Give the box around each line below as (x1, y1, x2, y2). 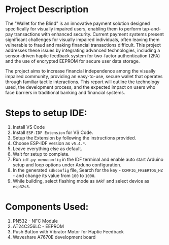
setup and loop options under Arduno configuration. (12, 161, 122, 168)
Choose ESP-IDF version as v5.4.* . (12, 140, 87, 146)
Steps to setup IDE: (5, 108, 87, 119)
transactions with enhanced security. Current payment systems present (14, 31, 164, 37)
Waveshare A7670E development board (12, 234, 96, 240)
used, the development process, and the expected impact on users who (5, 84, 156, 90)
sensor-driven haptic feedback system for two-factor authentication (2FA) (5, 52, 160, 59)
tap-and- (142, 25, 161, 31)
